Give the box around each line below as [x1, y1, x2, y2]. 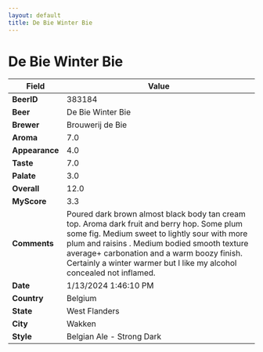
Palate [12, 170, 37, 181]
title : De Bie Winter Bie [8, 19, 92, 27]
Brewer [12, 119, 40, 130]
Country [12, 293, 44, 304]
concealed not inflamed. [66, 267, 156, 278]
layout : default [8, 11, 61, 20]
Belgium [66, 293, 97, 304]
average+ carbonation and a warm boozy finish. [66, 248, 243, 259]
